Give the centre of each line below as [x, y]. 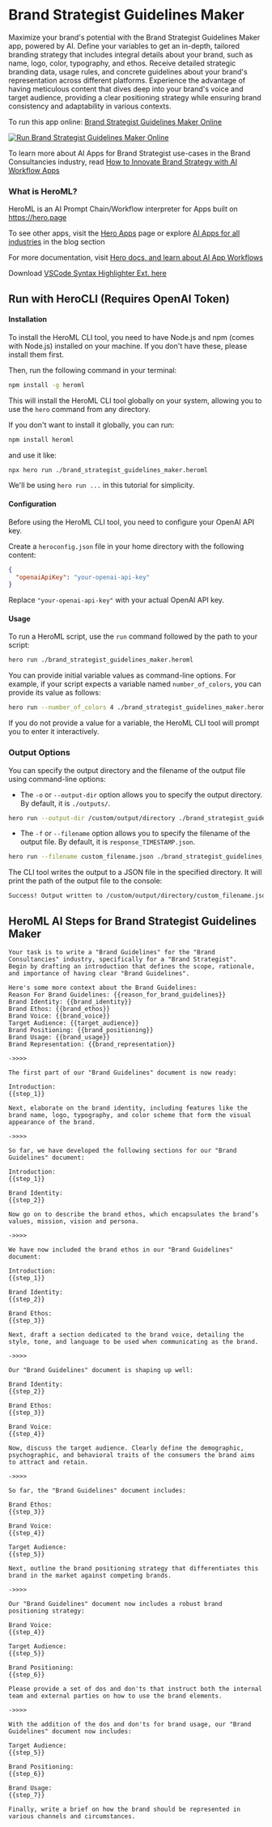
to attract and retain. [49, 1462]
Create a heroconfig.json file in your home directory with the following [126, 546]
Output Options [39, 753]
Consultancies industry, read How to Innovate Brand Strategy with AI [123, 161]
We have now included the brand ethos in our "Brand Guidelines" [121, 1249]
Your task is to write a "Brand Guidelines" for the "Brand [112, 952]
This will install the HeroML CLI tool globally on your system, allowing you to [135, 400]
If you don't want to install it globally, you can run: [91, 425]
